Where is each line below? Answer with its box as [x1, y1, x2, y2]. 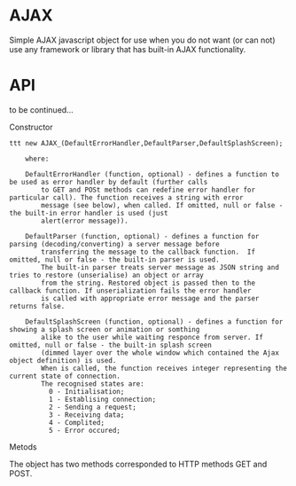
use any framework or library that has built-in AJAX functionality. [9, 43, 246, 54]
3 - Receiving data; [48, 410, 125, 419]
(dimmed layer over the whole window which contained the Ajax [41, 348, 279, 357]
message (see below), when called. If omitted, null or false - [41, 200, 284, 209]
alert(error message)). [41, 216, 129, 225]
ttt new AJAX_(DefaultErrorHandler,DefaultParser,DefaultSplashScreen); [9, 138, 284, 147]
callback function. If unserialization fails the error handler [9, 286, 252, 295]
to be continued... [9, 104, 74, 115]
